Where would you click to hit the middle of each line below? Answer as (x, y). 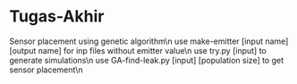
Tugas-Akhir (57, 17)
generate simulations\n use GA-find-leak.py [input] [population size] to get (147, 60)
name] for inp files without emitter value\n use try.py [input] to (152, 50)
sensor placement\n (46, 70)
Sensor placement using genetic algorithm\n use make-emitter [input (136, 41)
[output (23, 50)
